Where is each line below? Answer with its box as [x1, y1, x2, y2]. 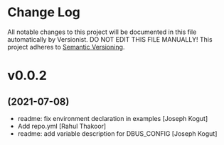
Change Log [7, 4, 80, 21]
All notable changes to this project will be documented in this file [7, 28, 197, 36]
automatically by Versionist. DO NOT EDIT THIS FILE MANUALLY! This [7, 35, 213, 43]
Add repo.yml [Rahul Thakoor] [17, 122, 107, 130]
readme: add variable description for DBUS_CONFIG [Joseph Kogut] [17, 129, 218, 138]
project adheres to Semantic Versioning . [7, 42, 125, 51]
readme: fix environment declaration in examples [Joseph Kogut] [17, 114, 208, 122]
